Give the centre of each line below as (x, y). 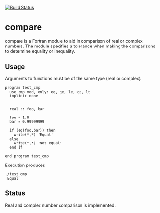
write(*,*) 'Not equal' (38, 143)
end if (16, 147)
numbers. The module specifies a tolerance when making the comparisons (80, 46)
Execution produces (25, 165)
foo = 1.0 (19, 118)
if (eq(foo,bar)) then (32, 130)
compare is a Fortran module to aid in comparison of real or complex (74, 41)
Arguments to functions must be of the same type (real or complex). (73, 78)
